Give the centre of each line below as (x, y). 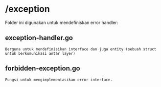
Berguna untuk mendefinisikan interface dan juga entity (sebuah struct (81, 49)
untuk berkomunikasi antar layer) (40, 53)
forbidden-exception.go (43, 69)
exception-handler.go (39, 38)
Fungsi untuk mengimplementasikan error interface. (59, 80)
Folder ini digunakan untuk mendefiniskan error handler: (62, 22)
